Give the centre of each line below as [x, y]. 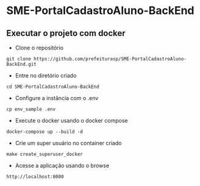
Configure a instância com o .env [57, 98]
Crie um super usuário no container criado [68, 143]
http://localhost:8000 [35, 177]
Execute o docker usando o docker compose [71, 120]
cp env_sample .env [31, 109]
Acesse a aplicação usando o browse [62, 166]
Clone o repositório [39, 48]
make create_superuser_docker [45, 154]
